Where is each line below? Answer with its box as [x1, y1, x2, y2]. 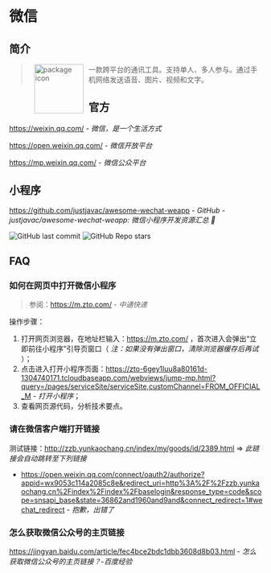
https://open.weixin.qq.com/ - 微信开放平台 [9, 140, 153, 150]
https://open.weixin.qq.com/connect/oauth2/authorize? [20, 469, 205, 479]
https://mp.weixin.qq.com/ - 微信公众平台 [9, 158, 146, 167]
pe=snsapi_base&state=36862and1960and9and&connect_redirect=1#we [20, 495, 264, 505]
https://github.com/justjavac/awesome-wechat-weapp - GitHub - [9, 205, 226, 215]
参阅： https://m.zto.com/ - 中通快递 [28, 299, 148, 310]
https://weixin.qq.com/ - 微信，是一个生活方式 [9, 123, 162, 133]
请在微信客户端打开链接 [9, 423, 100, 435]
